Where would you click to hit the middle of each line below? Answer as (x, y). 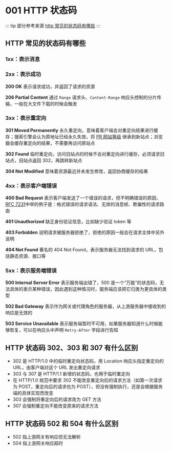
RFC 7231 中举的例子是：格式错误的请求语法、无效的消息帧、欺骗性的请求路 (85, 204)
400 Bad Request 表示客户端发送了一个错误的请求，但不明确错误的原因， (83, 198)
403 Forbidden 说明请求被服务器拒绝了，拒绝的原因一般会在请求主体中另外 (85, 232)
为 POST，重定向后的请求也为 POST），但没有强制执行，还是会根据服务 (88, 386)
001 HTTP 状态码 (41, 10)
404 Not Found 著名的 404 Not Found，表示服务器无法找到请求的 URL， (82, 250)
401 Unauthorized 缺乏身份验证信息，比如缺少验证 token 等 (68, 222)
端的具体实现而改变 (33, 393)
